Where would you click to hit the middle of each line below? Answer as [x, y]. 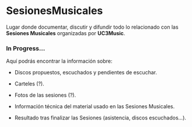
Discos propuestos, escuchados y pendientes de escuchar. [86, 73]
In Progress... [26, 48]
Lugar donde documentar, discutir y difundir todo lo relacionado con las [92, 27]
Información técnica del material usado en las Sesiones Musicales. [95, 107]
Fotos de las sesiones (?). [45, 95]
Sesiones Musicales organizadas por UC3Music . [66, 33]
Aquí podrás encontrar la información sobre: [59, 61]
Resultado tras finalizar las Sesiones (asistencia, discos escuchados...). [100, 118]
